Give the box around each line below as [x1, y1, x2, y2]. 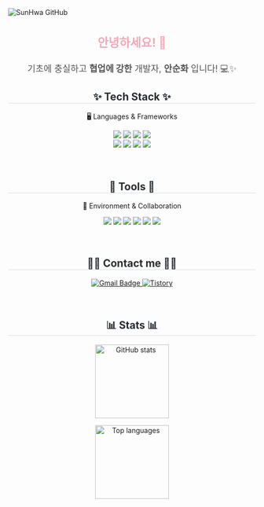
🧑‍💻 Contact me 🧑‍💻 [86, 257, 178, 270]
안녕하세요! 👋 [97, 35, 167, 50]
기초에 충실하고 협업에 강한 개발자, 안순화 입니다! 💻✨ [27, 63, 237, 74]
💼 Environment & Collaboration [82, 201, 182, 211]
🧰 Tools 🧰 [108, 180, 156, 193]
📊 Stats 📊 [105, 318, 159, 332]
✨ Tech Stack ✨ [93, 90, 171, 103]
